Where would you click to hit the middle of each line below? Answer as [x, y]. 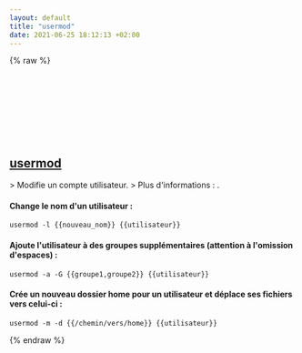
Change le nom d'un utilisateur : [71, 206]
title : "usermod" [42, 26]
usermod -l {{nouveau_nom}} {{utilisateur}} [95, 225]
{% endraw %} [37, 340]
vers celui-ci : [36, 304]
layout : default [40, 18]
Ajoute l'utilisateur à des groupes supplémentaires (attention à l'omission [151, 245]
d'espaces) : [34, 255]
